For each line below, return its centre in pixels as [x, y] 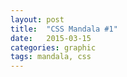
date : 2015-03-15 [51, 38]
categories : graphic [53, 47]
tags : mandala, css [51, 57]
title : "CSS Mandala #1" [64, 29]
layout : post [37, 19]
